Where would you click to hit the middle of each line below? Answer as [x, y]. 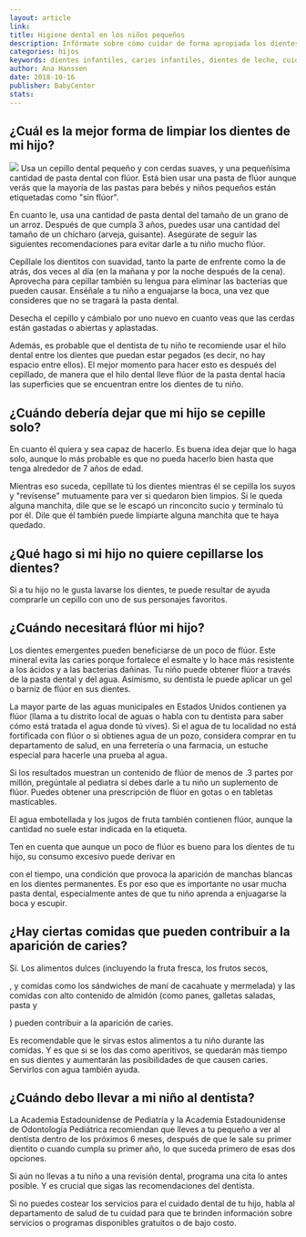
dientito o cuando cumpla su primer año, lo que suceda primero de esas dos [153, 1149]
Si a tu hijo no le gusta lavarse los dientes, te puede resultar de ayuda [140, 590]
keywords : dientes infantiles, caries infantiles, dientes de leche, [144, 60]
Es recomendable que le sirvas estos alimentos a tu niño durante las [137, 1040]
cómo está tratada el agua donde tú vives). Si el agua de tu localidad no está [153, 726]
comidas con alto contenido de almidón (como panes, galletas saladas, [143, 995]
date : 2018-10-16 [42, 77]
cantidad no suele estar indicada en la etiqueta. [98, 829]
